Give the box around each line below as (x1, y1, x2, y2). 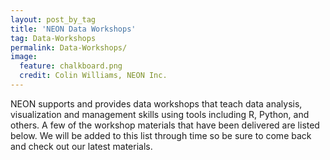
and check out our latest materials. (10, 140, 153, 152)
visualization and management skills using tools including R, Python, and (10, 108, 310, 120)
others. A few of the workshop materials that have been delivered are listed (10, 119, 320, 131)
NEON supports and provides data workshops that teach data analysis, (10, 97, 303, 110)
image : (10, 52, 38, 62)
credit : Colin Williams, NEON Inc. (19, 71, 168, 81)
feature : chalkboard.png (19, 61, 123, 71)
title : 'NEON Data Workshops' (10, 24, 137, 34)
